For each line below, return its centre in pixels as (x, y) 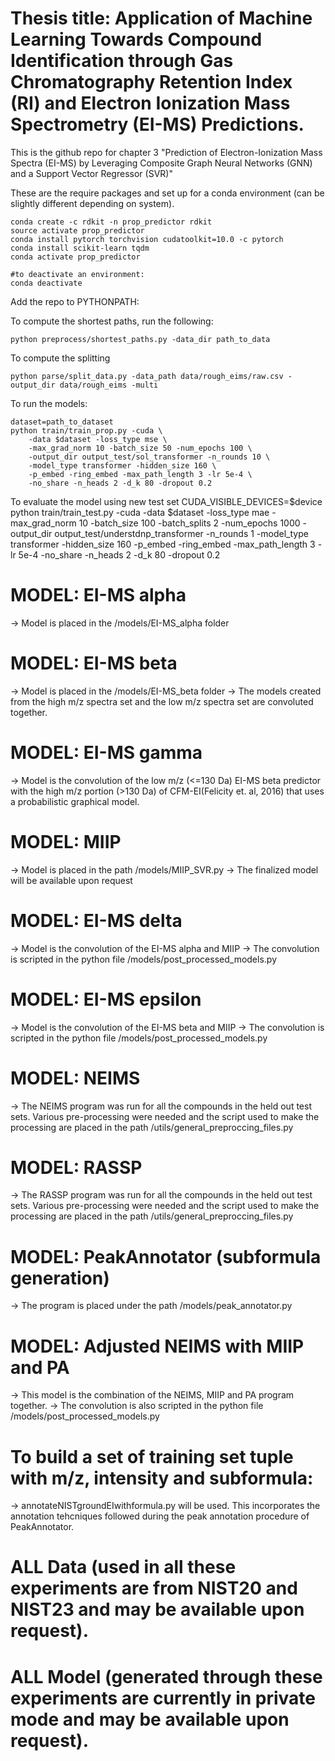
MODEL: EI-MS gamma (106, 753)
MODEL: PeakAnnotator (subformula (166, 1256)
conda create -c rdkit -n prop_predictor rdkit (111, 222)
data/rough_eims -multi (109, 385)
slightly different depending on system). (92, 203)
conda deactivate (46, 283)
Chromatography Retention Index (151, 82)
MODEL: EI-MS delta (96, 920)
